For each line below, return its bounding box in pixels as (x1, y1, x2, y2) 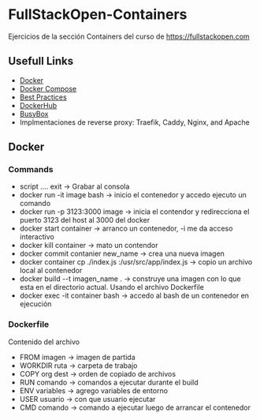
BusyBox (19, 109, 49, 118)
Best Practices (19, 92, 67, 102)
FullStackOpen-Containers (8, 6, 188, 24)
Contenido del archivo (8, 337, 80, 347)
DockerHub (19, 100, 58, 110)
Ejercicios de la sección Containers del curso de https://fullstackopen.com (8, 32, 250, 41)
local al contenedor (19, 266, 83, 276)
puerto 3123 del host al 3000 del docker (19, 216, 150, 225)
